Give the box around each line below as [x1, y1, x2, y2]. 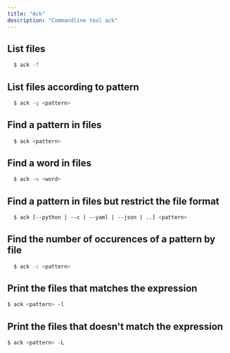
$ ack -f [13, 61, 39, 69]
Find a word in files [7, 157, 92, 169]
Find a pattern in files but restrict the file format [7, 195, 219, 207]
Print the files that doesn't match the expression [7, 321, 224, 333]
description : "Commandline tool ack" [7, 17, 118, 24]
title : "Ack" [7, 10, 46, 18]
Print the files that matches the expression [7, 283, 198, 295]
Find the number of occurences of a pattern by [7, 233, 216, 245]
